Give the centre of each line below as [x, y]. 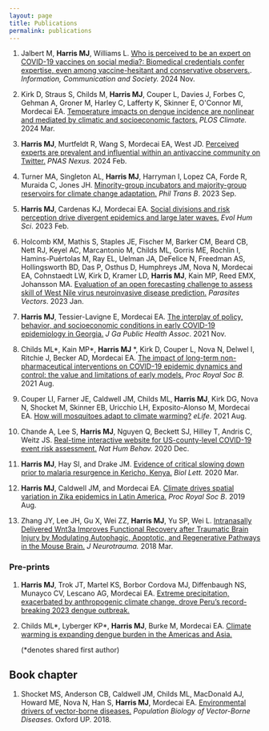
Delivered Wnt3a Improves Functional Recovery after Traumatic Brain [134, 529]
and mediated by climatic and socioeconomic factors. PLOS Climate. [134, 120]
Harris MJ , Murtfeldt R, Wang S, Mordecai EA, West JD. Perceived [130, 144]
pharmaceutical [46, 366]
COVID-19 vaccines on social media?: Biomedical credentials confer [132, 62]
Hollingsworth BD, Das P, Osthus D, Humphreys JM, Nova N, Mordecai [137, 267]
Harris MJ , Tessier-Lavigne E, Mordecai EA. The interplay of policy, [132, 317]
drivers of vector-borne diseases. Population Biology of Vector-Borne [135, 711]
